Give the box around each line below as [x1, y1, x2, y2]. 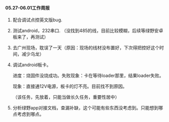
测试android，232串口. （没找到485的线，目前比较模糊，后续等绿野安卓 [12, 28, 163, 34]
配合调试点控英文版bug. [12, 17, 62, 23]
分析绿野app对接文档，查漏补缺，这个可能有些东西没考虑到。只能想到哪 [12, 105, 163, 111]
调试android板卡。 [12, 62, 51, 68]
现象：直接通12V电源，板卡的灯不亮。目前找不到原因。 [12, 84, 127, 90]
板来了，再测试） [12, 34, 49, 40]
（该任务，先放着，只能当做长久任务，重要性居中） [12, 94, 120, 100]
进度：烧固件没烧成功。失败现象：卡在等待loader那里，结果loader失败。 [12, 72, 164, 78]
